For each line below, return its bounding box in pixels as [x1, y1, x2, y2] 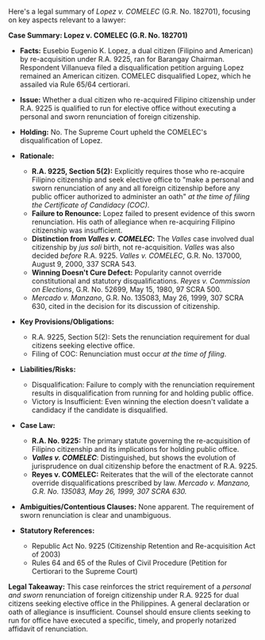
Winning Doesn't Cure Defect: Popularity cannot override [31, 268, 222, 277]
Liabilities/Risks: [19, 364, 76, 374]
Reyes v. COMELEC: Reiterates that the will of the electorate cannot [31, 470, 254, 479]
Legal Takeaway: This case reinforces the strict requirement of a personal [8, 582, 252, 591]
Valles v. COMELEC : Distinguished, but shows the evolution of [31, 453, 236, 462]
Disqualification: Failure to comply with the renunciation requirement [31, 380, 255, 389]
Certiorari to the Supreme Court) [31, 567, 138, 576]
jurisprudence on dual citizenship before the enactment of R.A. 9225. [31, 461, 258, 471]
